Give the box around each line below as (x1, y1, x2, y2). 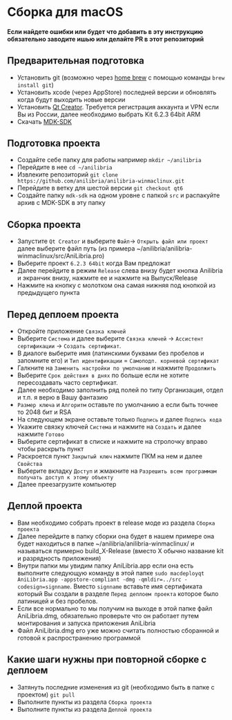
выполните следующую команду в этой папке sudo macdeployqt (17, 568, 205, 577)
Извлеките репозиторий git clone (17, 170, 119, 179)
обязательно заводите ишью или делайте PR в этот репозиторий (7, 35, 204, 43)
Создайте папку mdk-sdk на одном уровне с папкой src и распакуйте (17, 191, 220, 199)
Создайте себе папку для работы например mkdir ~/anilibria (17, 156, 202, 164)
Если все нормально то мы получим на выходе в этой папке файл (17, 604, 213, 613)
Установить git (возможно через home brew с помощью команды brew (17, 73, 225, 82)
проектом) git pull (17, 690, 75, 699)
